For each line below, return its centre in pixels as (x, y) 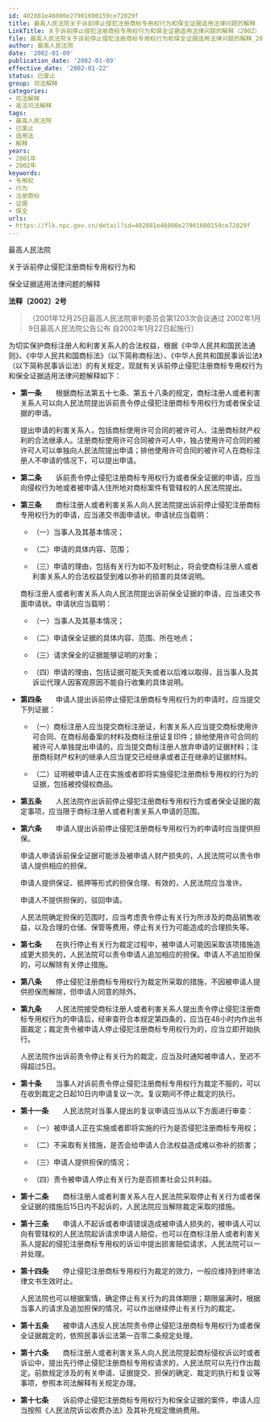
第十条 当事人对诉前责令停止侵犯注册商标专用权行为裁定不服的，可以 (140, 1084)
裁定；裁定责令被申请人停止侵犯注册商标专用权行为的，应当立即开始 (140, 1029)
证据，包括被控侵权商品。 (75, 784)
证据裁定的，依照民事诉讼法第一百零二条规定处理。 (112, 1336)
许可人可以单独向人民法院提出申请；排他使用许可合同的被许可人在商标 (137, 450)
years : (19, 151)
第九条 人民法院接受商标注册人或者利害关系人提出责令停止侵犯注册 (137, 1009)
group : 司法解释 (33, 83)
